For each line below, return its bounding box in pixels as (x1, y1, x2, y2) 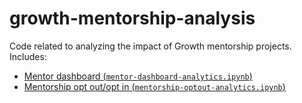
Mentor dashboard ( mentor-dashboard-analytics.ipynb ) (23, 70, 253, 82)
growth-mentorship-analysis (9, 7, 256, 30)
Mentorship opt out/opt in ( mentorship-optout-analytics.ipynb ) (23, 80, 286, 92)
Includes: (9, 50, 47, 62)
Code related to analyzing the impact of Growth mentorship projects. (9, 40, 292, 52)
